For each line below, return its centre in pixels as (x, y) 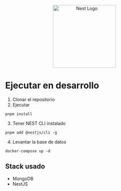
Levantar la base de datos (39, 142)
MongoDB (23, 178)
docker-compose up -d (28, 151)
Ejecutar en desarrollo (52, 86)
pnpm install (19, 114)
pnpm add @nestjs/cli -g (31, 132)
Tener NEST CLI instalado (39, 123)
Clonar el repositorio (34, 99)
